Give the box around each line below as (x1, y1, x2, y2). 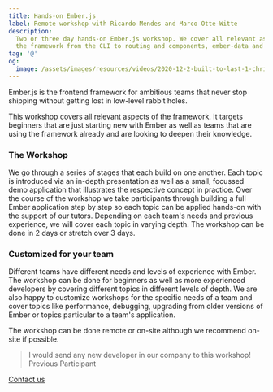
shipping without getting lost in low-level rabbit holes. (8, 95, 188, 106)
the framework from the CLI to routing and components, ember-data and (15, 42, 264, 50)
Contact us (8, 375, 45, 385)
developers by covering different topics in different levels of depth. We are (8, 284, 258, 294)
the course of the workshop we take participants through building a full (8, 194, 246, 203)
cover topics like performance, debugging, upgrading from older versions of (8, 302, 264, 311)
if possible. (22, 334, 59, 344)
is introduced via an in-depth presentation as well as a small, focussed (8, 176, 245, 186)
